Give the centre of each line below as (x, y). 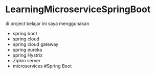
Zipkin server (27, 60)
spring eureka (27, 50)
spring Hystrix (28, 55)
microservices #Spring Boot (42, 66)
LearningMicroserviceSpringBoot (78, 9)
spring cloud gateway (36, 44)
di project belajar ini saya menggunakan (47, 23)
